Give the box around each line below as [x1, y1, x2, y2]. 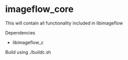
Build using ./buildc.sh [5, 49, 51, 55]
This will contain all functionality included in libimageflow [5, 20, 123, 26]
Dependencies [5, 29, 36, 35]
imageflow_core [5, 3, 74, 15]
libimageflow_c [12, 39, 44, 45]
